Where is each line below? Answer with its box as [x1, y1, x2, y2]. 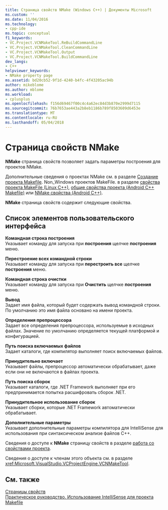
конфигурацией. [5, 333, 40, 339]
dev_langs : [5, 59, 28, 64]
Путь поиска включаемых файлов [5, 343, 81, 349]
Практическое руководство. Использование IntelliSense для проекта [5, 494, 154, 500]
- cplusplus [5, 96, 30, 101]
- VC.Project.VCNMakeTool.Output [5, 49, 75, 54]
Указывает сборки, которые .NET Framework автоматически [5, 405, 135, 411]
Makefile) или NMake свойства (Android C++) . [5, 190, 103, 196]
